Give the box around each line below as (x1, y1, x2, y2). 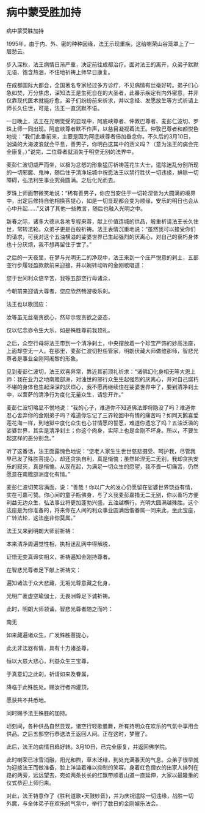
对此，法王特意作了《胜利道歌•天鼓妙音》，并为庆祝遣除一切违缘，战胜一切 (6, 792, 194, 800)
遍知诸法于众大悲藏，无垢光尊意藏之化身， (6, 579, 113, 586)
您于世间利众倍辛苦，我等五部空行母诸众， (6, 274, 113, 282)
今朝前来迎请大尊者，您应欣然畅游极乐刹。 (6, 287, 113, 295)
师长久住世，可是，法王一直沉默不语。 (6, 104, 103, 112)
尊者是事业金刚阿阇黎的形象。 (6, 355, 81, 362)
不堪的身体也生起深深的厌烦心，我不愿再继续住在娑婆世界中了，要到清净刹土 (6, 383, 199, 390)
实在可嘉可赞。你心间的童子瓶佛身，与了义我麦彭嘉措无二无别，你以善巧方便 (6, 491, 199, 498)
